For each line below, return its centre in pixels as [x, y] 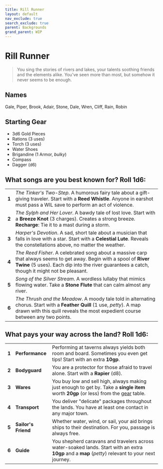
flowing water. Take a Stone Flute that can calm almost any [83, 285]
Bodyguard [28, 371]
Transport [27, 407]
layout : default [21, 14]
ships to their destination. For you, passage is [104, 427]
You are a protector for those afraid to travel [102, 368]
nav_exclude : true [24, 18]
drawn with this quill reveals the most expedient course [78, 311]
